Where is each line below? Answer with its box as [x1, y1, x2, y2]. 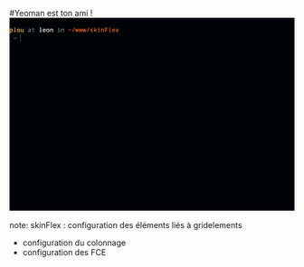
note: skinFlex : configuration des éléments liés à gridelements [9, 219, 242, 230]
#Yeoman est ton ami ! [9, 8, 93, 18]
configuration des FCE [22, 246, 107, 257]
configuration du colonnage [22, 237, 127, 248]
